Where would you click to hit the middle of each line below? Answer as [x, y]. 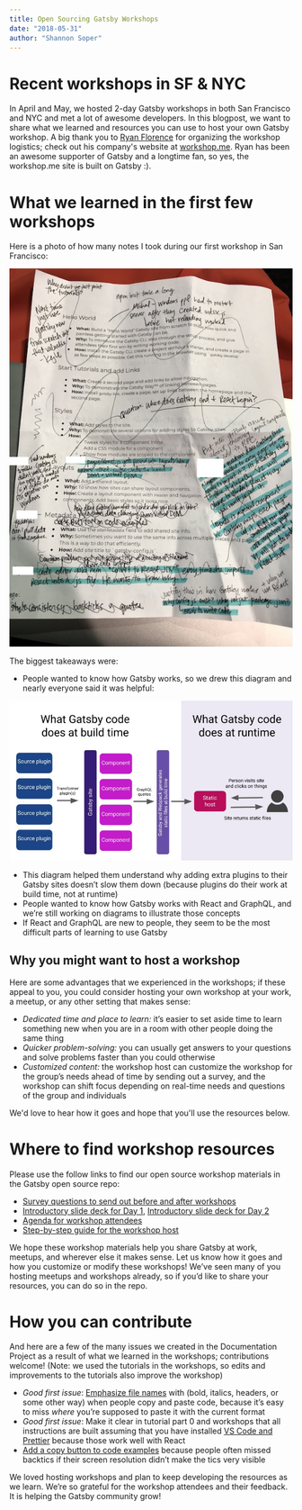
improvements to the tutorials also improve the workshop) [116, 1375]
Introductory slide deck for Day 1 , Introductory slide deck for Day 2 [146, 1210]
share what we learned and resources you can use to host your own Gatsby [149, 128]
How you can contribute [101, 1321]
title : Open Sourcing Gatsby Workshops [84, 19]
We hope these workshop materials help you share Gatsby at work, [133, 1247]
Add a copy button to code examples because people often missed [147, 1451]
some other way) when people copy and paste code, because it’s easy [153, 1402]
